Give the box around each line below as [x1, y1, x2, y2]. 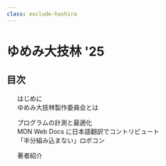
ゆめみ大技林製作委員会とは [16, 103, 99, 111]
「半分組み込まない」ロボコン [16, 136, 105, 145]
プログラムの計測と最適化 [16, 118, 93, 127]
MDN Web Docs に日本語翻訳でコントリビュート [16, 127, 160, 135]
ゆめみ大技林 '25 [6, 43, 105, 59]
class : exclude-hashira [6, 10, 78, 18]
